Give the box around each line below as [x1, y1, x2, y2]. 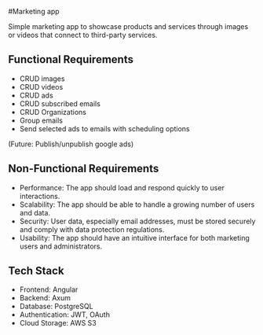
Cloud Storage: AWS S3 [19, 318, 97, 328]
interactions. [19, 191, 60, 201]
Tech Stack [8, 264, 64, 278]
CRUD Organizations [19, 107, 86, 116]
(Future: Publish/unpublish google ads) [8, 139, 134, 149]
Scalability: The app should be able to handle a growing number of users [19, 200, 255, 209]
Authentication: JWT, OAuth [19, 310, 110, 319]
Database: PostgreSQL [19, 302, 93, 311]
